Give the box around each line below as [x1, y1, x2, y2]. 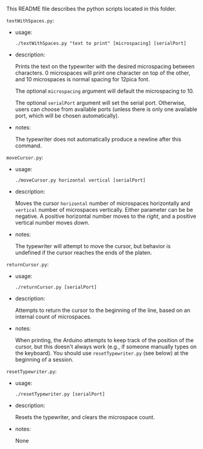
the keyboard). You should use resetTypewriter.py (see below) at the [15, 349, 189, 357]
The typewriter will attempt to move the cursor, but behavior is [15, 243, 171, 249]
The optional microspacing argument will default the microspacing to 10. [15, 87, 195, 95]
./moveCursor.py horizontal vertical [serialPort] [15, 177, 146, 183]
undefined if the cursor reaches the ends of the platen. [15, 249, 153, 256]
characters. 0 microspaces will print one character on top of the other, [15, 69, 191, 76]
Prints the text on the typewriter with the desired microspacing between [15, 63, 195, 70]
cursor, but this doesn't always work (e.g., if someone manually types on [15, 343, 197, 350]
